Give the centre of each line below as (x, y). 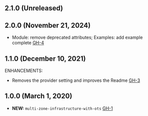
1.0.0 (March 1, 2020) (38, 96)
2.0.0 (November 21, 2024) (48, 25)
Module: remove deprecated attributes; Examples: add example (77, 38)
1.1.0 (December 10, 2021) (45, 59)
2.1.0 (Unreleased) (34, 8)
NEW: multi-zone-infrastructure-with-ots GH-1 (62, 108)
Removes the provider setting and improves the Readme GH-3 (76, 80)
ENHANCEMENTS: (24, 71)
